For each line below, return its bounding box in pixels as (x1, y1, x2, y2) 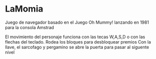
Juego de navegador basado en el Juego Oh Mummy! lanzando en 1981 (5, 19, 149, 25)
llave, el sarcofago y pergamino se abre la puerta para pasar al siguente (5, 44, 150, 50)
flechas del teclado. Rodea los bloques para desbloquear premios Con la (5, 39, 151, 44)
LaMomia (5, 3, 43, 15)
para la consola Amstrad (5, 24, 55, 30)
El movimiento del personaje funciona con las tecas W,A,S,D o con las (5, 34, 145, 40)
